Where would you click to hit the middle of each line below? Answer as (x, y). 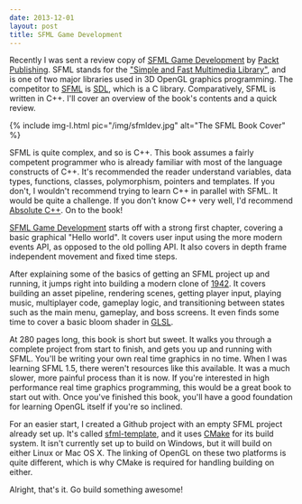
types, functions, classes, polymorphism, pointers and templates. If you (142, 182)
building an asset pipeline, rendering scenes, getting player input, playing (146, 294)
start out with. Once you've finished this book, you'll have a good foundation (151, 397)
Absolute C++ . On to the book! (66, 210)
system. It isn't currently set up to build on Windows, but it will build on (141, 443)
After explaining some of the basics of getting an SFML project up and (140, 274)
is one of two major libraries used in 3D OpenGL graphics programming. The (151, 79)
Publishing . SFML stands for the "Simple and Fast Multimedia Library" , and (148, 70)
